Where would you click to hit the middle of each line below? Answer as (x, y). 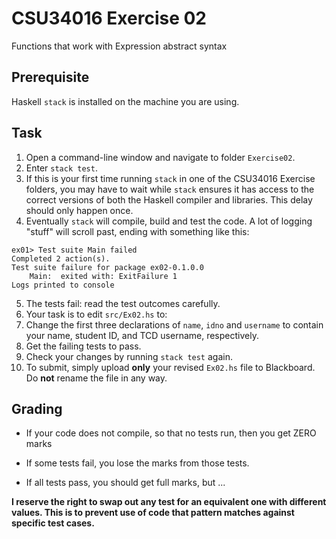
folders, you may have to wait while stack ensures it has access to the (170, 189)
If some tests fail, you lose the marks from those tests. (137, 463)
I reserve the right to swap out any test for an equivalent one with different (169, 502)
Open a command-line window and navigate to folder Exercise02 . (160, 157)
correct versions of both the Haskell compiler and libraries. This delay (169, 199)
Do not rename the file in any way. (96, 378)
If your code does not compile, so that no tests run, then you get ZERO (171, 433)
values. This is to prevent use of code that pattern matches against (153, 513)
